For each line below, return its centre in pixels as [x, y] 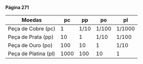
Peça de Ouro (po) [30, 45]
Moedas [32, 20]
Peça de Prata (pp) [31, 37]
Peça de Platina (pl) [32, 54]
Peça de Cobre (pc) [32, 29]
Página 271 [17, 7]
